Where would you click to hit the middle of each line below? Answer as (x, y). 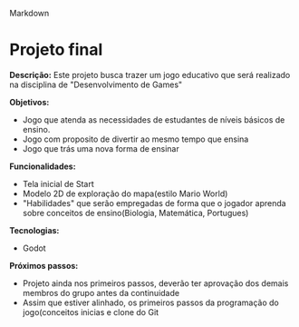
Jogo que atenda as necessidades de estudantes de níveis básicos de (154, 119)
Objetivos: (29, 102)
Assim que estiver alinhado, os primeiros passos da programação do (150, 302)
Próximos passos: (44, 265)
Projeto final (56, 50)
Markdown (29, 13)
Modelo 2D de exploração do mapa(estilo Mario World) (125, 193)
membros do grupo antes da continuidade (101, 292)
